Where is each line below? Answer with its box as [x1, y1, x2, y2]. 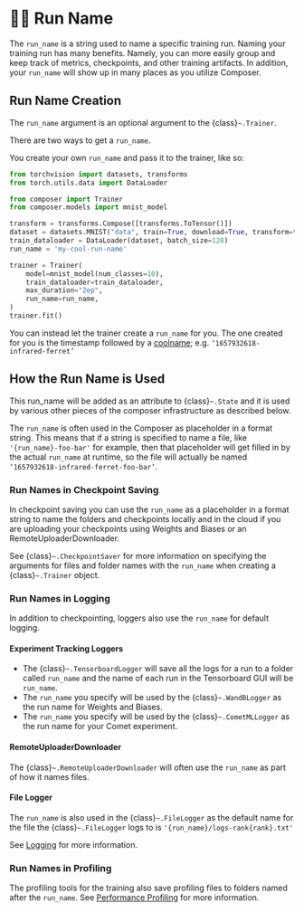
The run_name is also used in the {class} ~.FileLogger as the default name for [9, 812, 294, 822]
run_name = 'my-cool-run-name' [9, 244, 128, 253]
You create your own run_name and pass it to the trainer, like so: [9, 152, 244, 163]
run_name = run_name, [25, 294, 100, 304]
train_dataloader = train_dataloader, [25, 278, 165, 287]
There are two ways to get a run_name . [9, 135, 151, 146]
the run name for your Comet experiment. [22, 721, 178, 732]
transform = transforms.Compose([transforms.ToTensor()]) [9, 219, 233, 229]
